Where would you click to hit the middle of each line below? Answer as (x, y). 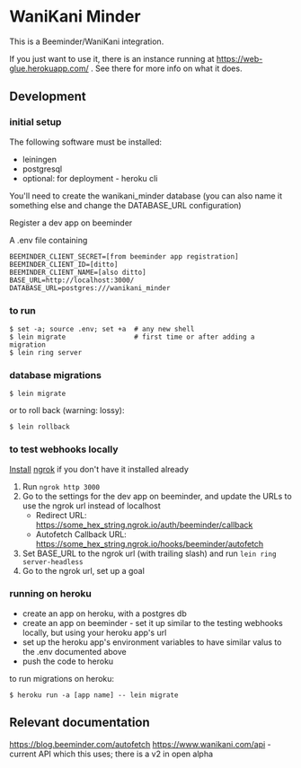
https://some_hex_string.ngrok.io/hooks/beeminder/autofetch (150, 543)
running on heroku (51, 594)
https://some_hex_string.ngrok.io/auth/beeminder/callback (144, 525)
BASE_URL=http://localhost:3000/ (72, 280)
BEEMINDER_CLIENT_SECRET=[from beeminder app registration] (124, 256)
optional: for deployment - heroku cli (90, 178)
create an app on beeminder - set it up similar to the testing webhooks (152, 622)
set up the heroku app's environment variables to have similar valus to (152, 642)
